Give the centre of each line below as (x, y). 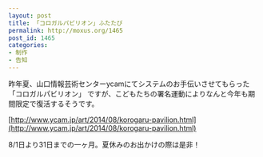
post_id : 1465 (32, 38)
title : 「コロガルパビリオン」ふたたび (66, 23)
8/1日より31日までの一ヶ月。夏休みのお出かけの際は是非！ (104, 144)
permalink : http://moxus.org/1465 (66, 30)
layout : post (30, 16)
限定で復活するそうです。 (57, 104)
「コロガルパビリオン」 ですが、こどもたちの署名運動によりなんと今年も (128, 93)
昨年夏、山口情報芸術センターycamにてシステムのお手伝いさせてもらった (129, 84)
